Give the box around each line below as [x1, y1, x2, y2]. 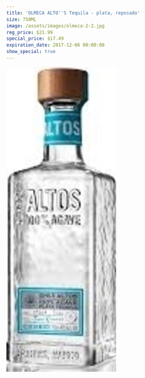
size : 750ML [6, 16, 37, 23]
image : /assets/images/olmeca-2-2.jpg [6, 23, 105, 29]
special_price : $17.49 [6, 35, 64, 42]
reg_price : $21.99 [6, 29, 53, 35]
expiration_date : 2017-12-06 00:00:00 [6, 42, 105, 48]
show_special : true [6, 49, 56, 55]
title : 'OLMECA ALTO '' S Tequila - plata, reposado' [6, 10, 140, 16]
